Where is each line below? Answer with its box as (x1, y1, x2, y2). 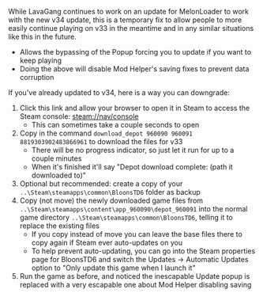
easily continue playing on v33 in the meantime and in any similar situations (8, 24, 254, 32)
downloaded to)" (31, 170, 87, 180)
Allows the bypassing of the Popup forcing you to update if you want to (19, 48, 251, 56)
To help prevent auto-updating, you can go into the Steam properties (31, 246, 256, 256)
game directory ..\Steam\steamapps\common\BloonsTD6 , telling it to (19, 213, 233, 222)
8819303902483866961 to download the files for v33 (19, 137, 183, 146)
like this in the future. (8, 32, 77, 41)
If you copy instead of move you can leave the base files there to (31, 230, 242, 238)
